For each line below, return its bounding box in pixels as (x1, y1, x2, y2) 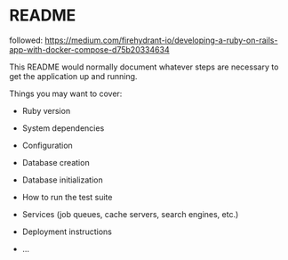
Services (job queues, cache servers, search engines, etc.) (21, 208, 239, 219)
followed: (9, 35, 44, 45)
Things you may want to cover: (9, 88, 123, 99)
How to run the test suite (21, 191, 113, 202)
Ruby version (21, 105, 71, 116)
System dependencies (21, 122, 105, 134)
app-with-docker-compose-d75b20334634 (9, 44, 171, 54)
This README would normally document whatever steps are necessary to (9, 61, 279, 72)
